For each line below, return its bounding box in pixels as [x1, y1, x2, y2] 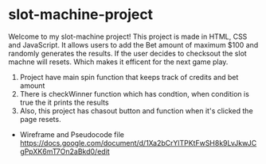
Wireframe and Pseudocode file [19, 129, 125, 139]
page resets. [19, 114, 61, 124]
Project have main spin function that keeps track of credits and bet [19, 72, 239, 82]
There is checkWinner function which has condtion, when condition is [19, 89, 249, 98]
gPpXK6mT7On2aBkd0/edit [19, 147, 110, 156]
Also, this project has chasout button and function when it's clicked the [19, 105, 253, 116]
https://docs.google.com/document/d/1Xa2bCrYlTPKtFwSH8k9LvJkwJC [19, 138, 257, 147]
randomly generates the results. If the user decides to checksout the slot [8, 48, 247, 58]
